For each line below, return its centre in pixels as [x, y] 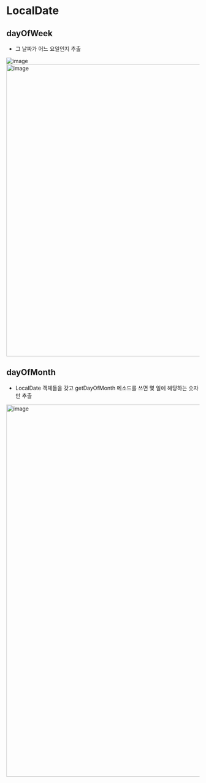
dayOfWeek [30, 33]
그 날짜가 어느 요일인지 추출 [48, 49]
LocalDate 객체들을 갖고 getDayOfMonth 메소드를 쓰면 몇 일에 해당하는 [101, 388]
